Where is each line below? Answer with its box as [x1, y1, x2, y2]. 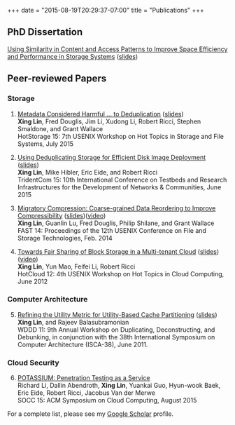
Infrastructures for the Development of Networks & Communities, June [17, 182, 222, 191]
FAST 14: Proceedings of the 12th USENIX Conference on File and [17, 226, 206, 234]
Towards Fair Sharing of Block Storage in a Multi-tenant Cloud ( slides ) [17, 247, 220, 255]
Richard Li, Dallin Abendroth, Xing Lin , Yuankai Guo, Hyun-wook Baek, [17, 382, 221, 390]
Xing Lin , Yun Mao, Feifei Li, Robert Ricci [17, 262, 136, 271]
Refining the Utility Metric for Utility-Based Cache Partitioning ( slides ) [17, 310, 218, 318]
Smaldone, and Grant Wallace [17, 124, 104, 133]
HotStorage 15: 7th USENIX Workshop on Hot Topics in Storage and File [17, 132, 224, 140]
